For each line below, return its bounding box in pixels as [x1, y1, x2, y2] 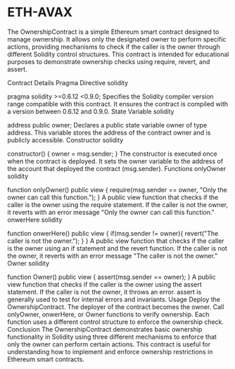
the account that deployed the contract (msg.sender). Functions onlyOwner [7, 164, 227, 173]
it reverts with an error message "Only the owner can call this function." [7, 208, 215, 216]
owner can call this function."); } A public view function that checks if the [7, 193, 219, 201]
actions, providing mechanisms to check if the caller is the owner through [7, 42, 220, 51]
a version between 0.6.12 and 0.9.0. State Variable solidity [7, 107, 174, 115]
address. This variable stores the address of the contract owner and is [7, 128, 211, 137]
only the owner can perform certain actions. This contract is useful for [7, 339, 211, 349]
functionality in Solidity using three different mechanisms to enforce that [7, 332, 217, 341]
